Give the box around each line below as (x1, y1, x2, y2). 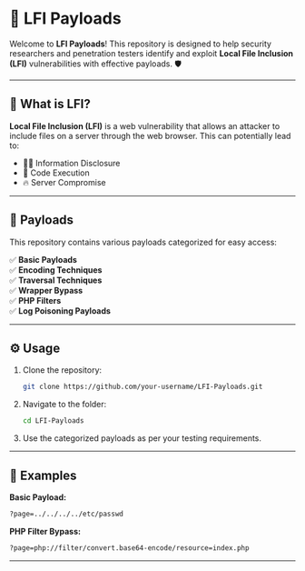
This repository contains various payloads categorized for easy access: (9, 236, 277, 247)
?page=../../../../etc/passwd (9, 509, 124, 518)
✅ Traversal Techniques (9, 275, 103, 285)
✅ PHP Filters (9, 295, 62, 306)
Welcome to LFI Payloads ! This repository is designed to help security (9, 38, 272, 49)
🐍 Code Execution (22, 167, 91, 178)
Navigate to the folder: (22, 399, 107, 410)
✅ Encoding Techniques (9, 264, 103, 275)
